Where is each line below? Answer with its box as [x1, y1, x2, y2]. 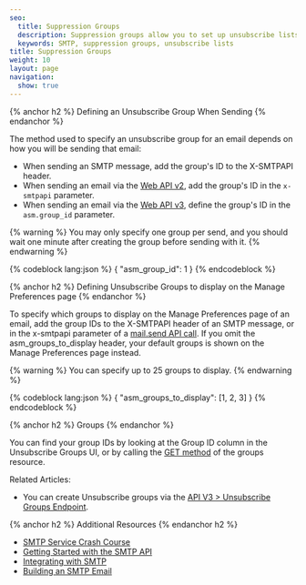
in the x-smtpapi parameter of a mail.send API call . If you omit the [9, 328, 256, 338]
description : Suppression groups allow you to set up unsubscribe [17, 30, 275, 39]
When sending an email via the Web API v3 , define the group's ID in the [22, 199, 291, 210]
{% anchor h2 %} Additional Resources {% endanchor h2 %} [9, 519, 239, 530]
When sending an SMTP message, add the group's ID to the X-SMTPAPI [22, 160, 294, 171]
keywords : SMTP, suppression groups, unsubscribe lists [17, 38, 234, 48]
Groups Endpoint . [22, 501, 89, 512]
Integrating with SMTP [22, 556, 107, 567]
